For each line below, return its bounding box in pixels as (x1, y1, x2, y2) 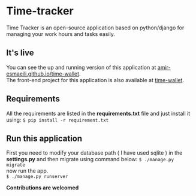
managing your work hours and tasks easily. (6, 30, 116, 37)
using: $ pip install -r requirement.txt (6, 116, 109, 123)
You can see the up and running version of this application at (6, 64, 156, 71)
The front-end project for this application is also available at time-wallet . (6, 76, 185, 83)
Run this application (6, 133, 83, 143)
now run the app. (6, 167, 49, 174)
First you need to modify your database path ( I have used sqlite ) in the (6, 149, 183, 156)
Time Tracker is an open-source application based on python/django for (6, 24, 185, 31)
